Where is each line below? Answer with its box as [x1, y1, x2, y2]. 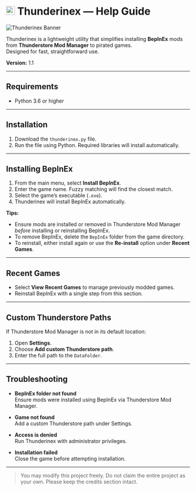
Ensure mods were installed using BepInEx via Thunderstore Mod [14, 396, 172, 403]
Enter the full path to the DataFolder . [14, 352, 102, 359]
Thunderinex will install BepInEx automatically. [14, 198, 126, 205]
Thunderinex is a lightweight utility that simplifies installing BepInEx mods [6, 35, 183, 42]
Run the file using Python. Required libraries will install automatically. [14, 141, 180, 148]
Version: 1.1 [6, 59, 34, 66]
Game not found [14, 414, 55, 421]
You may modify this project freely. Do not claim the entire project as [20, 472, 185, 479]
